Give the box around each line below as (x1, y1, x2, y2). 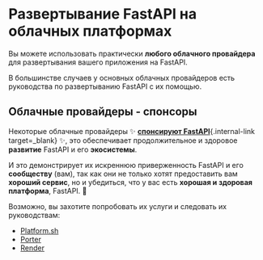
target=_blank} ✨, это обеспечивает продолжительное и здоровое (8, 135, 238, 145)
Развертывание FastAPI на (8, 5, 197, 23)
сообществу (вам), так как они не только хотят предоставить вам (8, 169, 239, 178)
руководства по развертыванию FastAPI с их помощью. (8, 82, 202, 91)
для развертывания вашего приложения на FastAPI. (8, 57, 188, 67)
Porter (19, 234, 42, 244)
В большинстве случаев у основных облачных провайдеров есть (8, 73, 235, 82)
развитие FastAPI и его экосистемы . (8, 145, 138, 154)
